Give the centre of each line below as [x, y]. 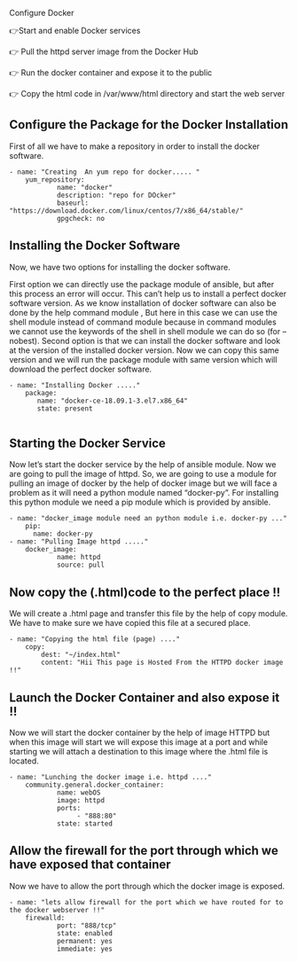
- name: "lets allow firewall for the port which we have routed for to [146, 902]
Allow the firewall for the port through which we [144, 851]
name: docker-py [63, 534]
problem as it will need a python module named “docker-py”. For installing [144, 493]
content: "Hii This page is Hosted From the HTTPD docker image [162, 663]
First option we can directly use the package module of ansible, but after [142, 284]
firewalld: [45, 918]
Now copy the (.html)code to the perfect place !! [145, 592]
